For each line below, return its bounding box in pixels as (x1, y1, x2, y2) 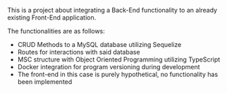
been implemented (17, 78, 73, 86)
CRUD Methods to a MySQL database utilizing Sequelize (17, 41, 182, 48)
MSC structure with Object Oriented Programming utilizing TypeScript (17, 55, 221, 64)
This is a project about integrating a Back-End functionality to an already (7, 6, 217, 14)
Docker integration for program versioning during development (17, 63, 200, 71)
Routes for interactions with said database (17, 48, 140, 56)
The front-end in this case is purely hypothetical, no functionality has (17, 70, 219, 78)
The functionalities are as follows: (7, 27, 106, 35)
